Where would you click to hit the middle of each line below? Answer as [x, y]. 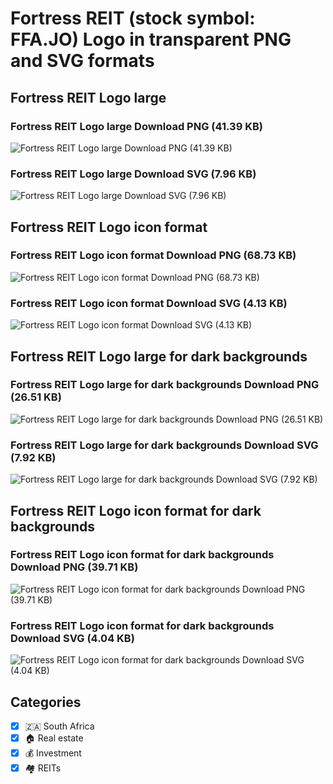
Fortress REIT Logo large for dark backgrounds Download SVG [164, 445]
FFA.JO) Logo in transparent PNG [151, 39]
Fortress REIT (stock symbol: [133, 18]
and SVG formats [82, 61]
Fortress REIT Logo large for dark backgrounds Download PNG [165, 385]
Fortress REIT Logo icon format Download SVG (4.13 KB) [149, 303]
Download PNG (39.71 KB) [74, 567]
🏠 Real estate [54, 738]
